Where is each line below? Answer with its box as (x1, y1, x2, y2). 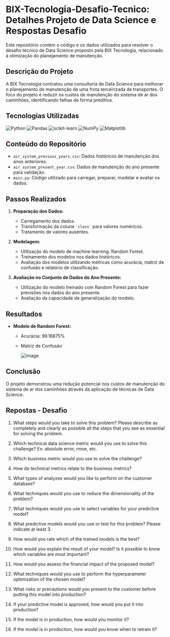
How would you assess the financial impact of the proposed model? (13, 561, 155, 567)
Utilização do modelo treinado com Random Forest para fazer (20, 284, 149, 290)
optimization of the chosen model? (13, 576, 86, 582)
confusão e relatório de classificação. (20, 265, 99, 271)
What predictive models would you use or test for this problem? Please (13, 520, 161, 527)
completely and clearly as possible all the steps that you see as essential (13, 425, 165, 431)
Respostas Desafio (6, 25, 87, 36)
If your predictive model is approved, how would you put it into (13, 601, 144, 607)
